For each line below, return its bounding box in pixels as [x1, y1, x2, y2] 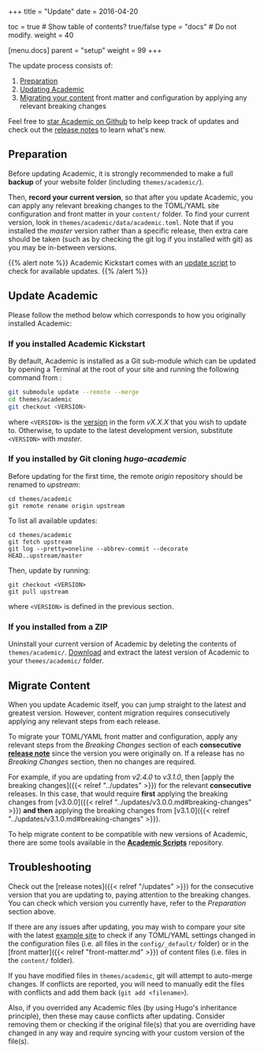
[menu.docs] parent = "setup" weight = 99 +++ [8, 46, 162, 54]
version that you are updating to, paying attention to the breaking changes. [8, 890, 251, 899]
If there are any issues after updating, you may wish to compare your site [8, 922, 246, 932]
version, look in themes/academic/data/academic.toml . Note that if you [8, 217, 234, 227]
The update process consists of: [8, 61, 113, 70]
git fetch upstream [8, 538, 73, 546]
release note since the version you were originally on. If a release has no [8, 749, 245, 758]
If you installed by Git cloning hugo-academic [8, 454, 187, 465]
